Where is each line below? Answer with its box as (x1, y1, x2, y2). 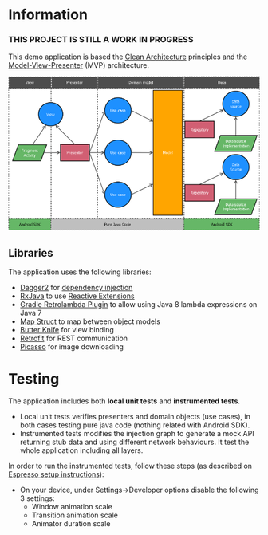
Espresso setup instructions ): (8, 470, 104, 479)
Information (8, 6, 88, 24)
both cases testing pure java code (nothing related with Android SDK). (19, 420, 250, 430)
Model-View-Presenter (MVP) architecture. (8, 61, 150, 70)
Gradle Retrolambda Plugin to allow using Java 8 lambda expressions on (19, 300, 258, 309)
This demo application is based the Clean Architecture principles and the (8, 52, 248, 61)
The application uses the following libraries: (8, 267, 152, 277)
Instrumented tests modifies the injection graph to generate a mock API (19, 429, 254, 439)
